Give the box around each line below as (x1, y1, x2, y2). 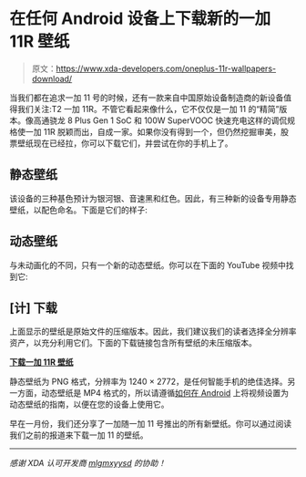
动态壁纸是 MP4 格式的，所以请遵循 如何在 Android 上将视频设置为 (40, 388, 290, 399)
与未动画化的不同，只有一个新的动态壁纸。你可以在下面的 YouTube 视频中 (9, 259, 287, 270)
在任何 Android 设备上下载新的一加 (9, 8, 271, 29)
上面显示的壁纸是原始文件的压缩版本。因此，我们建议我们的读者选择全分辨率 (9, 326, 297, 337)
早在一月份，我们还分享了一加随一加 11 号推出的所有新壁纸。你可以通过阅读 (9, 419, 292, 430)
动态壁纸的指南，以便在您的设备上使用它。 (9, 399, 169, 410)
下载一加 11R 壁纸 (9, 357, 74, 368)
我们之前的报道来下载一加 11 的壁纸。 (9, 430, 148, 441)
